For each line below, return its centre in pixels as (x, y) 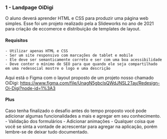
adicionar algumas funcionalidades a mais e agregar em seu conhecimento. (83, 116)
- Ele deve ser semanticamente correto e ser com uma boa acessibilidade (84, 60)
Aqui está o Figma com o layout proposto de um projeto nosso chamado (79, 77)
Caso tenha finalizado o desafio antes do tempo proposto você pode (76, 111)
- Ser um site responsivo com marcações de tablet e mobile (69, 55)
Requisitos (16, 40)
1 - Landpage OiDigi (29, 7)
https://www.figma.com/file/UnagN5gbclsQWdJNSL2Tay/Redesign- (90, 83)
